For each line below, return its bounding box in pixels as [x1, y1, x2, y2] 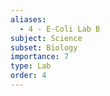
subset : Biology [10, 42, 78, 53]
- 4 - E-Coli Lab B [19, 24, 101, 34]
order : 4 [10, 71, 47, 81]
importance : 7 [10, 52, 70, 62]
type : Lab [10, 61, 52, 71]
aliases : [10, 14, 47, 25]
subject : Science [10, 33, 83, 43]
